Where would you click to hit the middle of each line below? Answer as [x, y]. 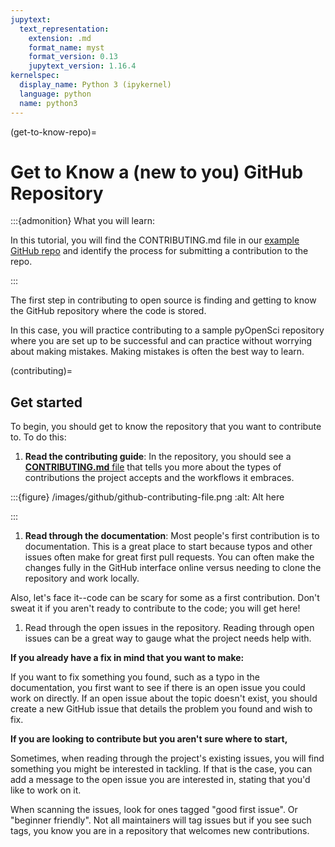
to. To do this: [38, 437]
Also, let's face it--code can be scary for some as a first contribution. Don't [165, 598]
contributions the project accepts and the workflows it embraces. [159, 478]
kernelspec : [35, 76]
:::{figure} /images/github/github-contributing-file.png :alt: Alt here [147, 497]
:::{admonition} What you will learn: [82, 221]
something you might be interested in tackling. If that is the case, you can [161, 769]
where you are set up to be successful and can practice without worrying [161, 341]
